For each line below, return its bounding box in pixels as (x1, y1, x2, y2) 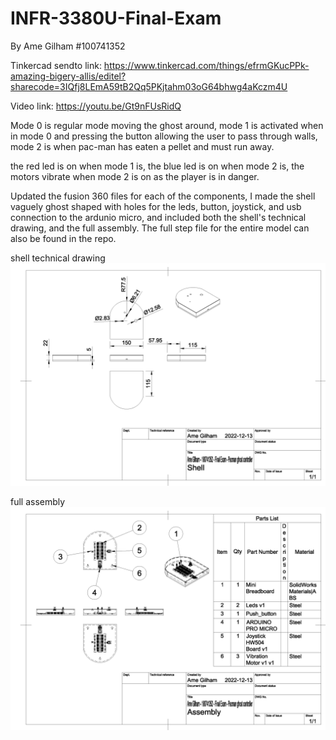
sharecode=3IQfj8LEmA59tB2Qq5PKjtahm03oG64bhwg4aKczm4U (10, 80, 288, 92)
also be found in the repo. (10, 232, 117, 244)
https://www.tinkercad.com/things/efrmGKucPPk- (103, 59, 310, 71)
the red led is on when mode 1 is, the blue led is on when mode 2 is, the (10, 160, 305, 172)
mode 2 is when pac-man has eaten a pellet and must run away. (10, 140, 275, 152)
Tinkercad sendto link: (10, 59, 102, 71)
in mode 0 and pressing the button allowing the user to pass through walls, (10, 130, 318, 142)
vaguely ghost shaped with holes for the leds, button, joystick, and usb (10, 200, 302, 212)
